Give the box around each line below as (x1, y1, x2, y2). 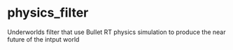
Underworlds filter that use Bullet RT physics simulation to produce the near (7, 28, 226, 36)
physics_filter (7, 5, 89, 21)
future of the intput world (7, 35, 80, 43)
